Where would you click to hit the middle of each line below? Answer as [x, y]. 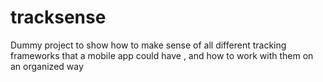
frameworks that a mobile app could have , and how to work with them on [162, 55]
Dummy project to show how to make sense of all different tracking [148, 45]
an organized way [47, 66]
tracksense [58, 17]
